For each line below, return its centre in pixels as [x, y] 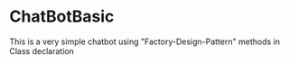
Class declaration [42, 50]
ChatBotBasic [62, 17]
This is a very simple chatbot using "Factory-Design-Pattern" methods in [144, 41]
